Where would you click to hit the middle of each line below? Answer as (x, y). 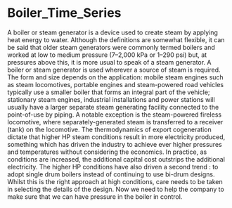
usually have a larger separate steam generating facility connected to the (113, 107)
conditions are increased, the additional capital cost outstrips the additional (116, 159)
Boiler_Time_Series (64, 13)
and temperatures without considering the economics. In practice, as (107, 152)
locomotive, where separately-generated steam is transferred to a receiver (115, 122)
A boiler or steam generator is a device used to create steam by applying (112, 32)
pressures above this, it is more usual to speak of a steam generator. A (109, 62)
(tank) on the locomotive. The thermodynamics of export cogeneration (110, 129)
